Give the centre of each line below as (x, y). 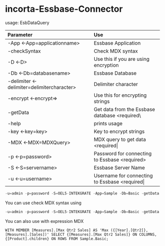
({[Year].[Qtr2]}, (129, 230)
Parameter (20, 34)
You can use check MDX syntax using (43, 203)
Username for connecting (123, 175)
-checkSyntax (24, 51)
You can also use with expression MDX (44, 221)
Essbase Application (117, 43)
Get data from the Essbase (124, 109)
